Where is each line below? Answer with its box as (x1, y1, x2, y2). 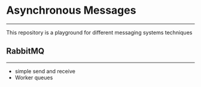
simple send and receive (14, 67, 76, 74)
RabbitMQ (6, 46, 45, 57)
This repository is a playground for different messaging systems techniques (6, 29, 193, 36)
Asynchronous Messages (6, 4, 136, 17)
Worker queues (14, 74, 53, 81)
